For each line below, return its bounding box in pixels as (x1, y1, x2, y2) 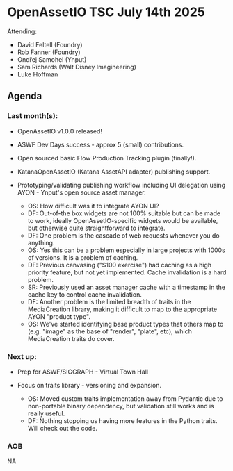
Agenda (7, 90, 42, 102)
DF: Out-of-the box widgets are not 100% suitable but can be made (27, 209, 221, 217)
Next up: (7, 352, 37, 361)
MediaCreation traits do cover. (27, 334, 115, 342)
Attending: (7, 27, 37, 35)
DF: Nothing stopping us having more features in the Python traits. (27, 416, 218, 424)
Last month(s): (7, 111, 58, 121)
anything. (27, 238, 55, 247)
